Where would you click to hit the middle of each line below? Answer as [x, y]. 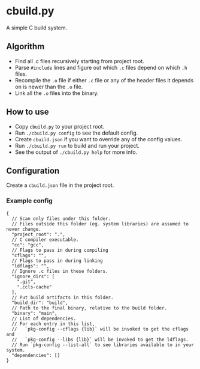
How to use [28, 112]
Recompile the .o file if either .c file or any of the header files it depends [104, 80]
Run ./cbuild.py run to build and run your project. [77, 145]
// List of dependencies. [44, 319]
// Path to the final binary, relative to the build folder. [90, 308]
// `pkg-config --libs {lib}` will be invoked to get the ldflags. [100, 340]
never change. [24, 229]
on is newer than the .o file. [49, 87]
